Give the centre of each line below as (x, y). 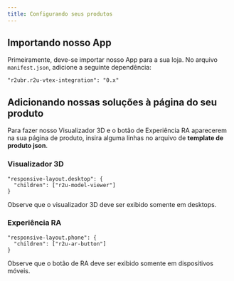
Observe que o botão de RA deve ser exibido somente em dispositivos (110, 263)
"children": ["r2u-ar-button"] (60, 244)
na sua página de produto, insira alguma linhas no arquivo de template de (116, 138)
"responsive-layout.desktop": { (55, 179)
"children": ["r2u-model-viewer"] (65, 185)
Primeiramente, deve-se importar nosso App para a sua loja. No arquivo (113, 60)
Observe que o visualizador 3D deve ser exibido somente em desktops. (112, 204)
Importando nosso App (59, 43)
